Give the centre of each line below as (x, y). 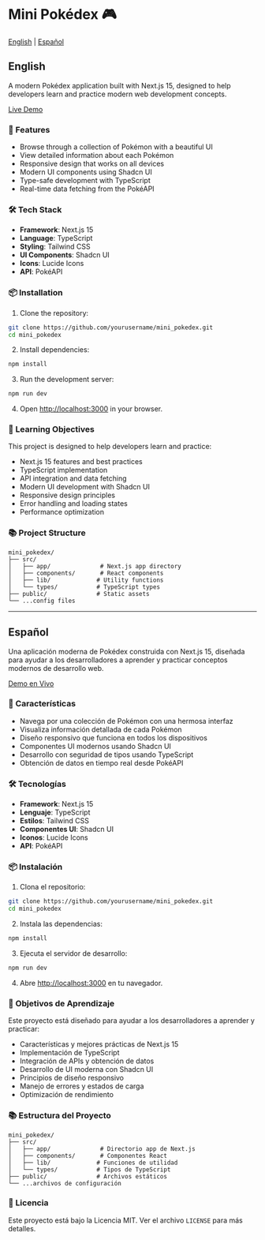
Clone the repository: (54, 313)
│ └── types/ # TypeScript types (84, 587)
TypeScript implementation (63, 470)
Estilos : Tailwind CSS (54, 821)
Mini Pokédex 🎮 (62, 15)
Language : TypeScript (56, 238)
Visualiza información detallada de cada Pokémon (101, 729)
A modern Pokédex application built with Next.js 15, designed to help (119, 85)
